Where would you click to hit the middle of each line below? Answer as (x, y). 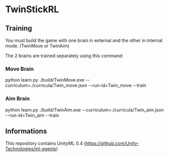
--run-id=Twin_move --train (117, 86)
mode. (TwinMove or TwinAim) (37, 46)
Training (19, 28)
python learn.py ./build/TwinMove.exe (45, 80)
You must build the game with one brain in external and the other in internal (84, 40)
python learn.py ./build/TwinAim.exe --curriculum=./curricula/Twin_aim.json (84, 110)
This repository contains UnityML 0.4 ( (46, 143)
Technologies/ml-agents (31, 149)
